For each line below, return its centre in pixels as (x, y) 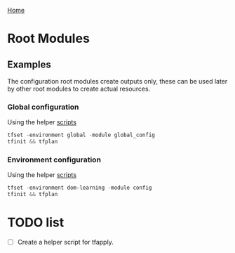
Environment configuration (54, 160)
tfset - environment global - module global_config (81, 135)
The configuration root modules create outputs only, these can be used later (117, 81)
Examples (29, 64)
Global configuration (43, 107)
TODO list (36, 222)
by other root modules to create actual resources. (79, 89)
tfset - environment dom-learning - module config (80, 188)
